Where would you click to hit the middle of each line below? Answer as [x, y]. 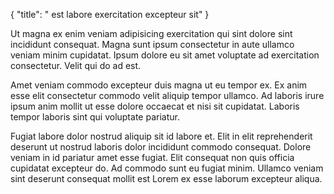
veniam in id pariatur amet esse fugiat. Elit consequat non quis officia [152, 157]
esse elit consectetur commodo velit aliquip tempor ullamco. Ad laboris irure [167, 95]
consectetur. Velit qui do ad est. [76, 65]
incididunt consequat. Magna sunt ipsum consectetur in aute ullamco [152, 44]
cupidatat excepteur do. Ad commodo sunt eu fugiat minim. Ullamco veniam [167, 168]
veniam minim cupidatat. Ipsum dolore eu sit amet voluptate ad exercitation [165, 55]
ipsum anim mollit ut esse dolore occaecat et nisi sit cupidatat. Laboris [155, 106]
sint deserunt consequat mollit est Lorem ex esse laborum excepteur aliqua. [166, 178]
